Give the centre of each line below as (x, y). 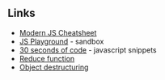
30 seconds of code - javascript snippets (88, 50)
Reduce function (47, 58)
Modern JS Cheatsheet (58, 32)
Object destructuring (54, 67)
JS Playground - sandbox (61, 41)
